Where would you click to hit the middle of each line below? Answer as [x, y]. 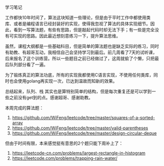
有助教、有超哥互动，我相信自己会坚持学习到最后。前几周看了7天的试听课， [81, 52]
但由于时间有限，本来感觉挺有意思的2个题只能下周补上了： [64, 143]
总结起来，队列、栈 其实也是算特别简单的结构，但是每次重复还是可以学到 [78, 91]
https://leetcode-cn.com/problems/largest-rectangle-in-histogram [79, 153]
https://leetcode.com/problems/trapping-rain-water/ [65, 158]
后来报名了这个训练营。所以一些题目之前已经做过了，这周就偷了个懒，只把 [80, 58]
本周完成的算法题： [24, 108]
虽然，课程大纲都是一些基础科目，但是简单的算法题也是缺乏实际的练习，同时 [82, 46]
